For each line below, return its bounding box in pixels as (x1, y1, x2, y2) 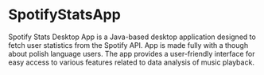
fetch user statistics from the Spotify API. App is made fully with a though (8, 40, 249, 49)
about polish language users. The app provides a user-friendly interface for (8, 49, 255, 58)
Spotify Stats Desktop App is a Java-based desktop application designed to (8, 32, 256, 41)
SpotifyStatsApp (8, 6, 121, 24)
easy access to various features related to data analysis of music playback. (8, 57, 254, 67)
